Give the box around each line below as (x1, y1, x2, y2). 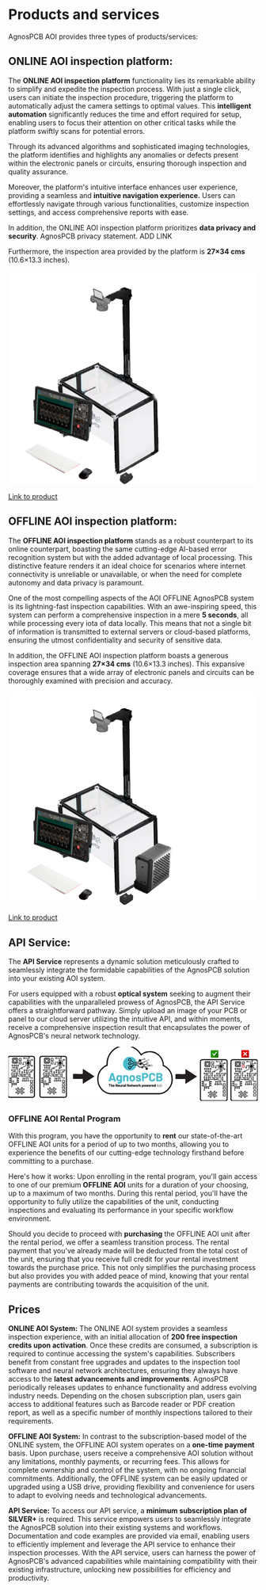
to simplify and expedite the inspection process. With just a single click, (8, 84, 241, 93)
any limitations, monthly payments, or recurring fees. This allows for (8, 1456, 230, 1466)
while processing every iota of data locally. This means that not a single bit (8, 618, 252, 627)
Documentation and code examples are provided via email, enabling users (8, 1531, 250, 1540)
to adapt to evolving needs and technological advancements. (8, 1490, 207, 1500)
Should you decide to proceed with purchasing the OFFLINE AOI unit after (8, 1230, 251, 1239)
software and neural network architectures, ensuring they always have (8, 1365, 238, 1375)
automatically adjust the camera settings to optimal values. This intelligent (8, 101, 252, 110)
